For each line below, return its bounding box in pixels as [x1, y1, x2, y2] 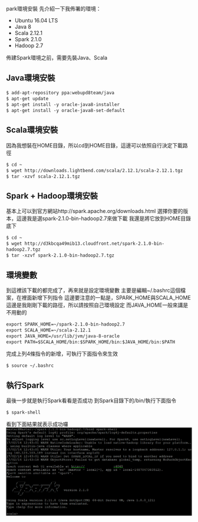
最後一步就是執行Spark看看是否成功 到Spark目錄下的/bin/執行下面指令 [6, 397, 177, 404]
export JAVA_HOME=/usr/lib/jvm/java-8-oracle [6, 333, 120, 339]
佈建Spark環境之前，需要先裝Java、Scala [6, 54, 108, 61]
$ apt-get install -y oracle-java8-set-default [6, 107, 126, 113]
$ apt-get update [6, 96, 49, 101]
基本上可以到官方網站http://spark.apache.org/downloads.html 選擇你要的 [6, 208, 183, 215]
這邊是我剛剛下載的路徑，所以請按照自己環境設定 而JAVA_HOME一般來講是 [6, 301, 189, 308]
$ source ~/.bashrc [6, 363, 54, 369]
